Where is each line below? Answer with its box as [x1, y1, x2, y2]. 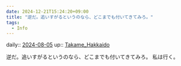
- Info [11, 25, 28, 31]
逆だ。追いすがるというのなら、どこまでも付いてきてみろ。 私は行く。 [6, 54, 179, 61]
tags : [6, 19, 20, 25]
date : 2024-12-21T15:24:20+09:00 [6, 8, 89, 15]
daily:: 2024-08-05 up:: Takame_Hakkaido [6, 41, 110, 48]
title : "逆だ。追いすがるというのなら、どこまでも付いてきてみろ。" [6, 14, 153, 20]
